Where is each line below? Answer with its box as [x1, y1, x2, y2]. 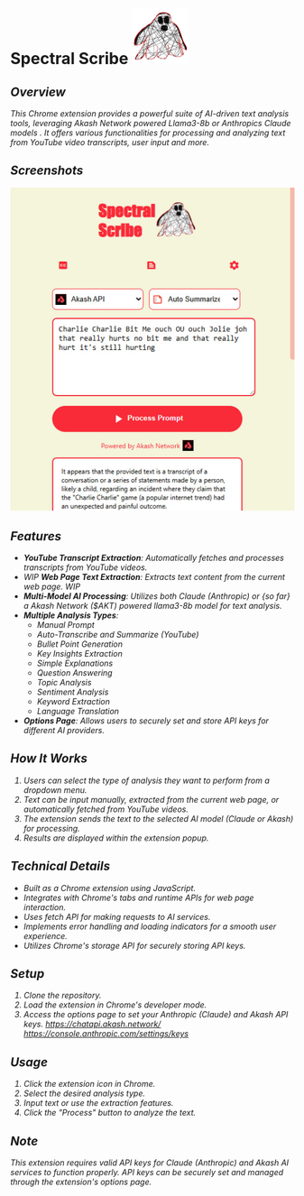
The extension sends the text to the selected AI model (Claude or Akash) [23, 813, 294, 823]
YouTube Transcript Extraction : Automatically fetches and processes [23, 553, 285, 563]
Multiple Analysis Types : [23, 610, 119, 621]
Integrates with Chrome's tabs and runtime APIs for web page [23, 892, 254, 903]
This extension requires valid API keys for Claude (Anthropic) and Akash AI [10, 1157, 290, 1168]
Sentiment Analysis [36, 686, 109, 697]
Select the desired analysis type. [23, 1088, 146, 1099]
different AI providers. [23, 725, 105, 735]
